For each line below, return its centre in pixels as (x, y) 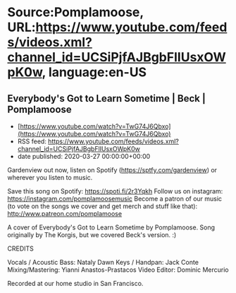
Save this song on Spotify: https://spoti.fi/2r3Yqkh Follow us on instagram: (115, 191)
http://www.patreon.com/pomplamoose (64, 214)
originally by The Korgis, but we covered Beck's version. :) (92, 235)
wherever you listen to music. (50, 178)
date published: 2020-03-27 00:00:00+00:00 (84, 156)
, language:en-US (94, 72)
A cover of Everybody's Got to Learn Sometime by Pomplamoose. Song (111, 227)
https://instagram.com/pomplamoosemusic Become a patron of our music (115, 199)
